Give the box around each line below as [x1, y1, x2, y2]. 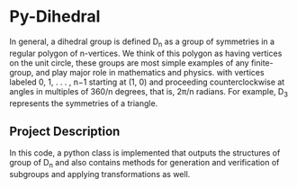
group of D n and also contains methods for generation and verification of [9, 157, 280, 170]
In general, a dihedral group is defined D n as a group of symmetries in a [9, 36, 275, 49]
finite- [250, 57, 274, 68]
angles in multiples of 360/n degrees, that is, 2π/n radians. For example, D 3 [9, 85, 288, 99]
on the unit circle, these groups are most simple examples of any [9, 57, 249, 68]
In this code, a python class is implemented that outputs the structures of [9, 148, 281, 158]
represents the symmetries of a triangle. [9, 97, 158, 109]
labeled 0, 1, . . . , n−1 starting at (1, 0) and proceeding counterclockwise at [9, 76, 285, 87]
